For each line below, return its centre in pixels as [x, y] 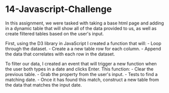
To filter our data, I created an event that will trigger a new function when [81, 63]
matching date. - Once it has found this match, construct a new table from [82, 79]
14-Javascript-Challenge [59, 9]
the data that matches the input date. [44, 85]
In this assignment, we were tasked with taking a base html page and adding [84, 23]
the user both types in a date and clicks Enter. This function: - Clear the [79, 69]
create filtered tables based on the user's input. [55, 33]
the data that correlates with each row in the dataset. [60, 54]
